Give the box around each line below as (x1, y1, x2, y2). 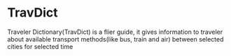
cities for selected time (7, 42, 73, 50)
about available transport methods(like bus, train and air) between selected (7, 35, 224, 43)
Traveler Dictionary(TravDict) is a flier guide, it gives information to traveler (7, 28, 223, 36)
